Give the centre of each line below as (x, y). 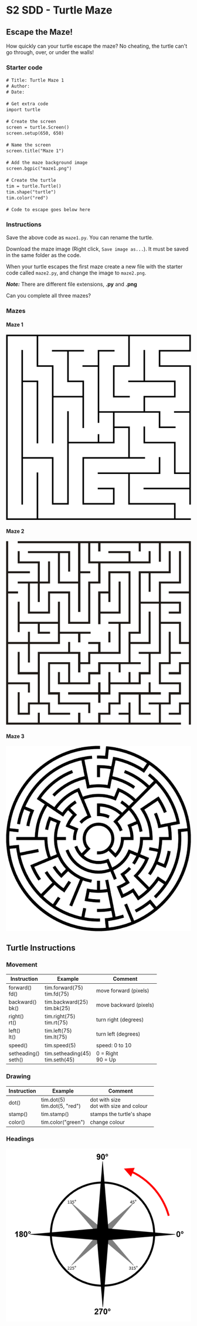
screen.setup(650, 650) (35, 133)
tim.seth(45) (60, 1060)
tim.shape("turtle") (31, 192)
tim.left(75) (58, 1031)
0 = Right (107, 1053)
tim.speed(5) (60, 1045)
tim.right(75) (60, 1016)
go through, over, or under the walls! (50, 52)
